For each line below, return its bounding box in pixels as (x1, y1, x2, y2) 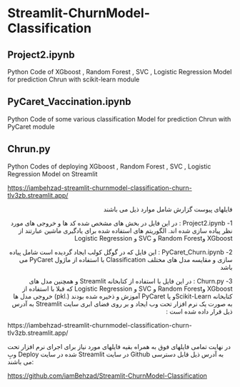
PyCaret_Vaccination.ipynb (7, 96, 131, 108)
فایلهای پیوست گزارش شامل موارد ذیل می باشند (103, 205, 233, 213)
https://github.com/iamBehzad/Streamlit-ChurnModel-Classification (7, 371, 207, 380)
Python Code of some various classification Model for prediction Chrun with (7, 114, 231, 123)
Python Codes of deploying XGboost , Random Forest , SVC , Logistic (7, 162, 211, 171)
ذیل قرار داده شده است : (166, 307, 233, 316)
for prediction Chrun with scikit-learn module (7, 75, 140, 84)
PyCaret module (7, 122, 55, 131)
